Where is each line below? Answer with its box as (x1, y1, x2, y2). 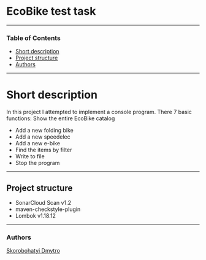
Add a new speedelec (15, 133, 71, 140)
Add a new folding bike (15, 127, 74, 134)
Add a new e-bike (15, 140, 61, 147)
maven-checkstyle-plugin (15, 205, 81, 213)
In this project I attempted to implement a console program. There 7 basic (6, 109, 192, 116)
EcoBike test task (6, 4, 96, 18)
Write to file (15, 153, 45, 160)
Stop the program (15, 159, 60, 167)
